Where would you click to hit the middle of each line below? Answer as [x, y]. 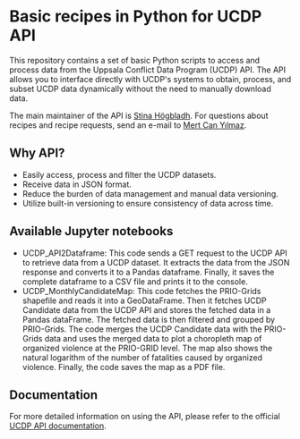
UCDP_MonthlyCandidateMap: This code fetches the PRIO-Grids [141, 291]
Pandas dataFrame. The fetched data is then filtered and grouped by [149, 319]
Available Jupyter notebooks [91, 231]
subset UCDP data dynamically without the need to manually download [140, 89]
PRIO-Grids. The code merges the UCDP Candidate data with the [142, 329]
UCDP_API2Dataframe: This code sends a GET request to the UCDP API [155, 253]
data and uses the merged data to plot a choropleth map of [153, 338]
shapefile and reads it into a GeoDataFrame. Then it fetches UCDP [144, 300]
